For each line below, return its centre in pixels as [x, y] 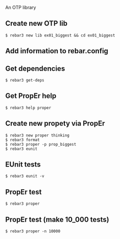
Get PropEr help [31, 96]
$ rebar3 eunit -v [25, 176]
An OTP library [21, 7]
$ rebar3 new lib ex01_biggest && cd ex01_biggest [60, 35]
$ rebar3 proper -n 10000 [33, 231]
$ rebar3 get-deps [25, 81]
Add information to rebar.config [57, 51]
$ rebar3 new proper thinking [38, 135]
